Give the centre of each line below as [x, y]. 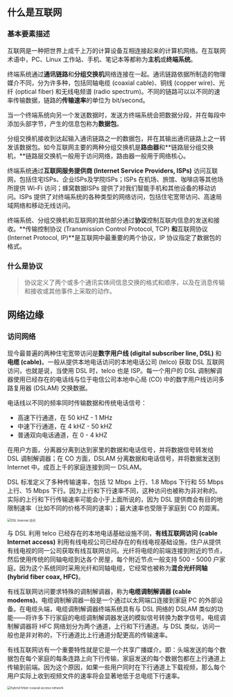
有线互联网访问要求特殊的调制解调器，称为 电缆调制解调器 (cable [100, 591]
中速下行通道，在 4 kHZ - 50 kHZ [64, 426]
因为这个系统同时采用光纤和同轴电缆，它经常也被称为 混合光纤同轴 [113, 568]
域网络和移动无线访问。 [41, 205]
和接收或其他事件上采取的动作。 [70, 291]
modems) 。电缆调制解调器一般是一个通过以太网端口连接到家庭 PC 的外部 [112, 600]
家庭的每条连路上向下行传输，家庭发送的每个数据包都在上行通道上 [131, 658]
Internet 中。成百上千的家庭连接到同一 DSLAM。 [76, 467]
